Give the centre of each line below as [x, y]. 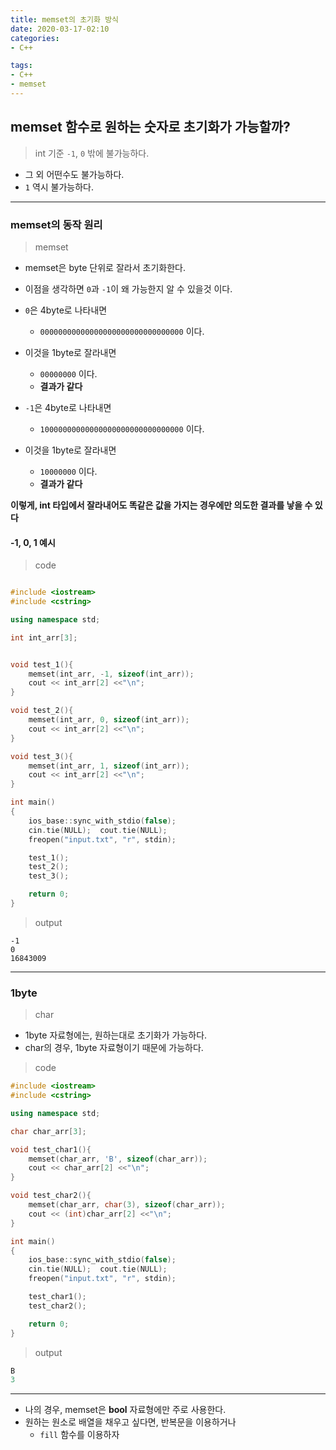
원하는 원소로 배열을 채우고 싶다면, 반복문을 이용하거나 [130, 1422]
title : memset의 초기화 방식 [65, 19]
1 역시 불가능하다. [59, 187]
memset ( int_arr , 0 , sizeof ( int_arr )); [109, 720]
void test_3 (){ [42, 756]
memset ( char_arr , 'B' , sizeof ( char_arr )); [118, 1159]
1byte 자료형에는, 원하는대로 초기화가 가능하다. [116, 1035]
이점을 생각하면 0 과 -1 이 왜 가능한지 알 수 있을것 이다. [128, 288]
